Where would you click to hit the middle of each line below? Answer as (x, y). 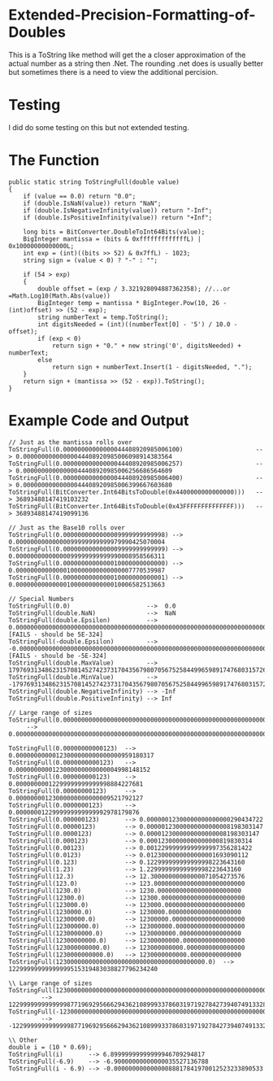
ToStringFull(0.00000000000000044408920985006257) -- (136, 464)
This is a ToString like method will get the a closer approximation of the (127, 54)
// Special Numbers (41, 599)
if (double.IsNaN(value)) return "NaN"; (92, 203)
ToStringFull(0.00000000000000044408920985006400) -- (136, 477)
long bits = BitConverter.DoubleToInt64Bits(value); (114, 232)
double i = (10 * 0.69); (50, 1047)
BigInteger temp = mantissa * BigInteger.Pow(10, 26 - (132, 303)
